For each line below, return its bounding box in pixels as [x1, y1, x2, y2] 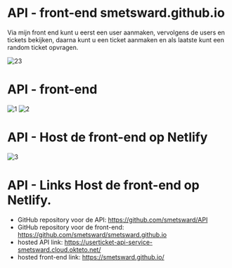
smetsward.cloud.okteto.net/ [17, 245, 101, 254]
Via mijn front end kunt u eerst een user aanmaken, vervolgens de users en [7, 28, 225, 37]
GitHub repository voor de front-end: [17, 223, 124, 231]
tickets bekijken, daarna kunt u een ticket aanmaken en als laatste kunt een [7, 35, 225, 44]
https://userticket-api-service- [64, 238, 153, 246]
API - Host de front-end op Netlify [7, 129, 208, 146]
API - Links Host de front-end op [7, 177, 200, 193]
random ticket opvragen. [7, 43, 79, 51]
